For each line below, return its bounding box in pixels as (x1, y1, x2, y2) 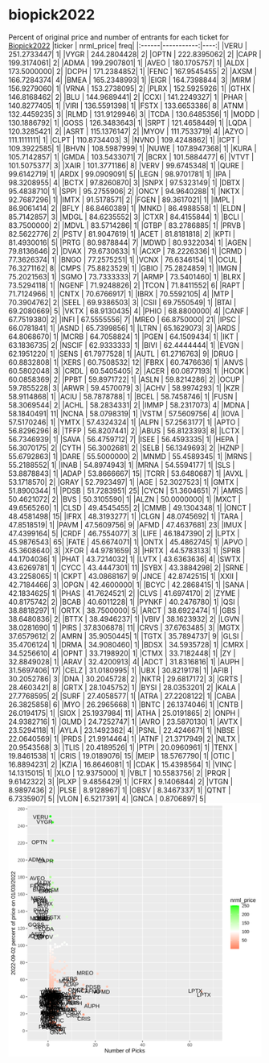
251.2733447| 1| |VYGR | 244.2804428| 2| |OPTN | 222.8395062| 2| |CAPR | (8, 49, 262, 59)
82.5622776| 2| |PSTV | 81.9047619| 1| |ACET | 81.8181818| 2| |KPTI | (8, 229, 235, 238)
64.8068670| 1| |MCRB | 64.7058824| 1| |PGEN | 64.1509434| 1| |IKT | (8, 332, 238, 341)
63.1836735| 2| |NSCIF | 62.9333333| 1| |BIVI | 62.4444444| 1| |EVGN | (8, 340, 244, 350)
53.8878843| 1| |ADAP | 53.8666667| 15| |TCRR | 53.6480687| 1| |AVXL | (8, 469, 248, 478)
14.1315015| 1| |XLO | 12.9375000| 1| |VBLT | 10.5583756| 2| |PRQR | (8, 767, 231, 778)
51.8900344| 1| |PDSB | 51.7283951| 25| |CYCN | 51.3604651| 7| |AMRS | (8, 486, 248, 495)
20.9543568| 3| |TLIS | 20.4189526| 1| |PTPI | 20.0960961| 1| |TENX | (8, 742, 238, 752)
